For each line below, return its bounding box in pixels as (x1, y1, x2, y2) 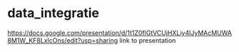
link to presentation (119, 36, 176, 44)
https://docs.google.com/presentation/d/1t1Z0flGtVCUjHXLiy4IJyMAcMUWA (7, 28, 232, 37)
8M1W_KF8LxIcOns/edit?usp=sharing (7, 36, 118, 44)
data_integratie (7, 5, 100, 21)
